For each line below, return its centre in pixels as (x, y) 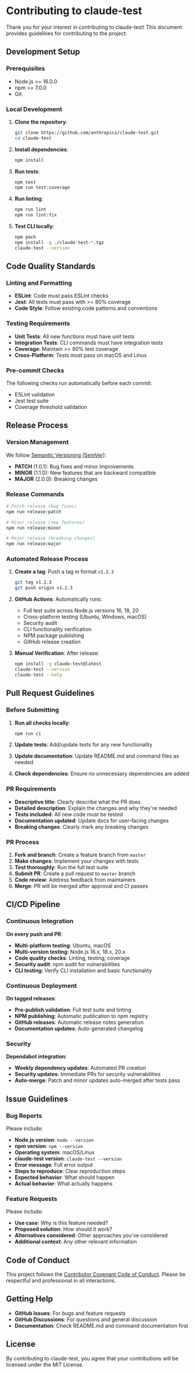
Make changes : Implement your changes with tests (77, 861)
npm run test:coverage (42, 187)
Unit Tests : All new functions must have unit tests (74, 336)
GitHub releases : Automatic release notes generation (79, 1022)
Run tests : (27, 171)
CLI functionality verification (57, 629)
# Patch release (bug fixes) (42, 506)
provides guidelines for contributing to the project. (67, 33)
